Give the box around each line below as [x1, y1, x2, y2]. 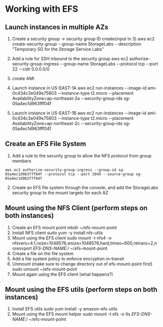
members [12, 158, 32, 164]
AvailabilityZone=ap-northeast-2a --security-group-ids [12, 95, 123, 101]
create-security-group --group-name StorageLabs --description [12, 41, 142, 47]
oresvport [12, 245, 32, 251]
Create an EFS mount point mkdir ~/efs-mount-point [12, 224, 117, 230]
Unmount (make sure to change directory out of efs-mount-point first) [12, 261, 153, 267]
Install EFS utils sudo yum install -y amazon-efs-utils [12, 306, 118, 312]
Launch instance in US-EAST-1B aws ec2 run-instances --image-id [12, 110, 147, 116]
